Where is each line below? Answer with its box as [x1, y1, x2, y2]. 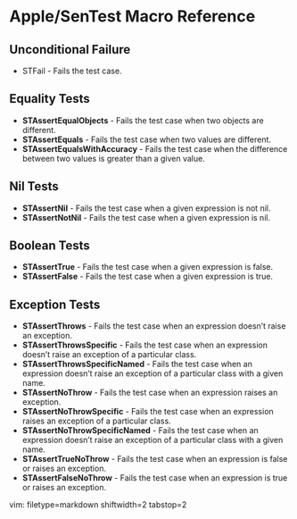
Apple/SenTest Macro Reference [9, 6, 256, 27]
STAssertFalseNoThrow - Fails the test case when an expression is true [21, 473, 288, 483]
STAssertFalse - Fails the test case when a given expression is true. [21, 271, 274, 282]
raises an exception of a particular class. [21, 415, 171, 426]
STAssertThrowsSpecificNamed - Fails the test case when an [21, 359, 252, 370]
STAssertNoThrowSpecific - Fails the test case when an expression [21, 406, 274, 417]
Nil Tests [9, 179, 60, 194]
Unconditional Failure [9, 42, 131, 57]
